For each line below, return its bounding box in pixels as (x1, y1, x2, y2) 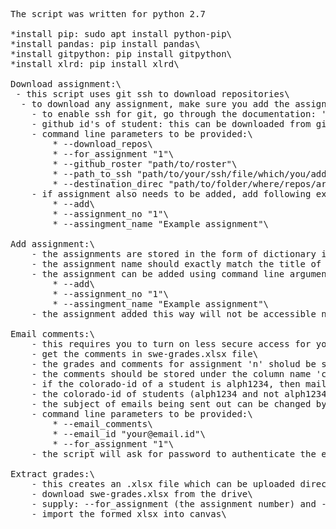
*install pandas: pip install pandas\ (10, 39, 201, 49)
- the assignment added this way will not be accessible (31, 309, 317, 319)
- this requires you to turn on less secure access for (31, 339, 312, 349)
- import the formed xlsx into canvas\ (31, 509, 227, 519)
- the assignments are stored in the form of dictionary (31, 249, 317, 259)
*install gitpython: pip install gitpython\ (10, 49, 233, 59)
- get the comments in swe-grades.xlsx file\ (31, 349, 259, 359)
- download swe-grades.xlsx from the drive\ (31, 489, 253, 499)
